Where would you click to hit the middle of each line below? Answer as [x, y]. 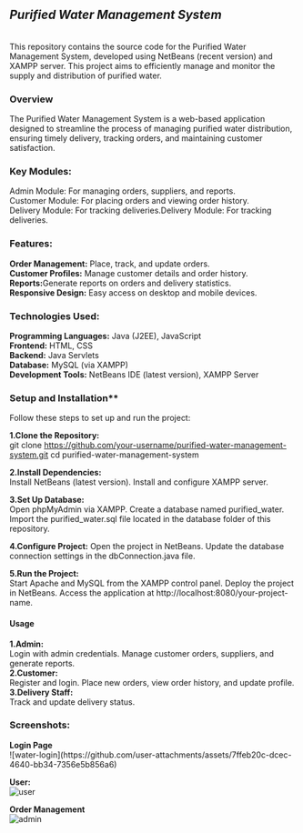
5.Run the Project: [44, 574]
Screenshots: [40, 725]
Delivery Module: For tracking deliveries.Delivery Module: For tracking [141, 211]
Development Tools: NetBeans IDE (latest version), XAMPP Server [134, 375]
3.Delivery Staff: [41, 692]
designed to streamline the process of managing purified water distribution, [151, 129]
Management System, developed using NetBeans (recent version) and [141, 56]
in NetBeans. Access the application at [82, 593]
